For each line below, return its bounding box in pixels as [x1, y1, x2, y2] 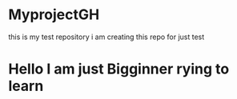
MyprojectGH [8, 6, 100, 24]
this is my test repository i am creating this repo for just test [8, 32, 205, 42]
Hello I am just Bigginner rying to [8, 60, 230, 78]
